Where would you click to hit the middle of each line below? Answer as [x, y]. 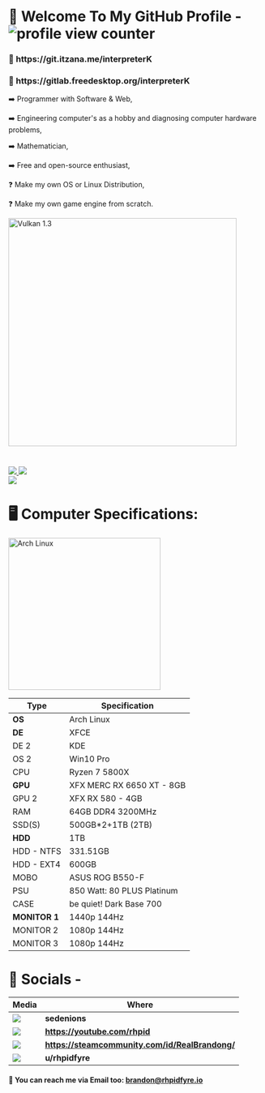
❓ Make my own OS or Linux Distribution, [77, 185]
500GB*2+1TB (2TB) [111, 825]
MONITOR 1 [36, 917]
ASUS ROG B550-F [107, 877]
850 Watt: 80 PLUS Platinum [124, 890]
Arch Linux [90, 719]
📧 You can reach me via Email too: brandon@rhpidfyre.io [106, 1080]
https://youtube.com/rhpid [98, 1031]
